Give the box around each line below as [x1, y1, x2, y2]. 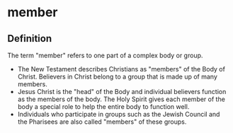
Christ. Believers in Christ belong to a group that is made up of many [17, 72, 218, 81]
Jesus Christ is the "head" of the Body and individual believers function [17, 88, 227, 96]
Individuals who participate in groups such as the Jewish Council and [17, 110, 220, 118]
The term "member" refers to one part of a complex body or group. [7, 51, 203, 59]
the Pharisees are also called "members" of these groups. [17, 117, 187, 126]
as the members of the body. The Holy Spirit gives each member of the [17, 95, 225, 103]
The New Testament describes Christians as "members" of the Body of [17, 65, 225, 73]
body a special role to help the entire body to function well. [17, 103, 190, 110]
